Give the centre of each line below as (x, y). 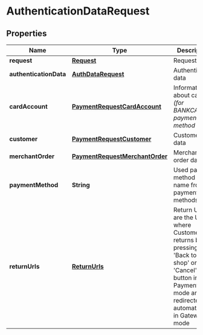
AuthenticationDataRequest (78, 11)
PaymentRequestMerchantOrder (120, 156)
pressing (185, 247)
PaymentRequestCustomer (111, 139)
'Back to (185, 255)
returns (184, 240)
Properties (27, 33)
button (182, 278)
